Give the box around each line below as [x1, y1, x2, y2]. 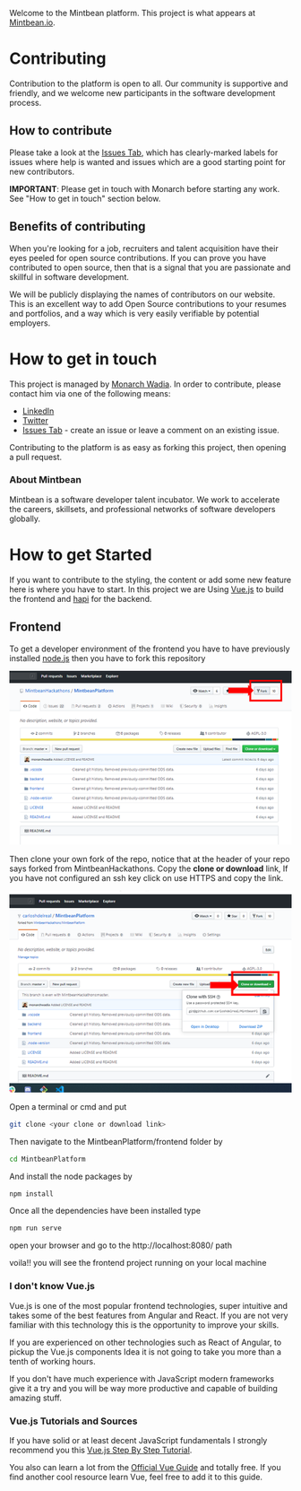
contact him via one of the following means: [9, 388, 171, 398]
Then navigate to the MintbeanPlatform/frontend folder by [9, 1136, 223, 1147]
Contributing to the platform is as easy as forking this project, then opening [9, 441, 287, 452]
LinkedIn [21, 405, 55, 416]
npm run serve [9, 1224, 63, 1233]
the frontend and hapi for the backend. [9, 593, 152, 604]
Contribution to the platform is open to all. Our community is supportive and [9, 78, 288, 89]
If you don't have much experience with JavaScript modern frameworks [9, 1373, 275, 1384]
